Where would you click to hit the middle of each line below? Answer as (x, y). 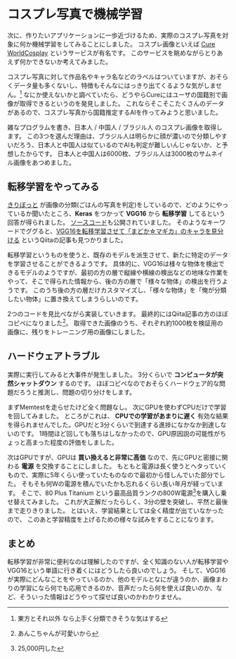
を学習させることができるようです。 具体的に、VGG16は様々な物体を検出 (113, 264)
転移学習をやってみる (53, 186)
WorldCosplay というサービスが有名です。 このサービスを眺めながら (106, 53)
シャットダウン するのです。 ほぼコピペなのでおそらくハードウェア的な (116, 383)
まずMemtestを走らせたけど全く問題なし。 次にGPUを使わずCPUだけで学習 (117, 407)
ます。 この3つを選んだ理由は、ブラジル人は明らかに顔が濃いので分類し (111, 136)
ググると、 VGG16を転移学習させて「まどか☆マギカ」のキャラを (119, 231)
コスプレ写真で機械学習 (75, 14)
